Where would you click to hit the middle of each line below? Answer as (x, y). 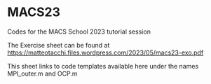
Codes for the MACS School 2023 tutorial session (79, 31)
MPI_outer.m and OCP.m (42, 73)
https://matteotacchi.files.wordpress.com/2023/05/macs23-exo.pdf (105, 52)
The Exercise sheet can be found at (59, 45)
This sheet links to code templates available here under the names (103, 66)
